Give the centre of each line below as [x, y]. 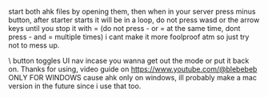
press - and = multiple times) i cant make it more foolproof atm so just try [129, 37]
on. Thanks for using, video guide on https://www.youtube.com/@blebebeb [133, 69]
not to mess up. [34, 45]
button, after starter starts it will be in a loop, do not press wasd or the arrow [134, 20]
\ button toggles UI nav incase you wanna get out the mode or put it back [129, 60]
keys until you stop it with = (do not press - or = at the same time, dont [124, 28]
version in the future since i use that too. [75, 86]
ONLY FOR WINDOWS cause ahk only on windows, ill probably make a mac [133, 78]
